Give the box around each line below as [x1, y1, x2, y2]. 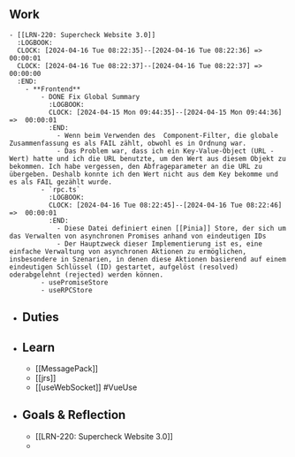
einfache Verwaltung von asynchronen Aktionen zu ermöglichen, [9, 247, 247, 255]
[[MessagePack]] [34, 363, 99, 374]
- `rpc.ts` [41, 185, 81, 194]
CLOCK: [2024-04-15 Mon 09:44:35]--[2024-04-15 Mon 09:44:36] [48, 108, 283, 117]
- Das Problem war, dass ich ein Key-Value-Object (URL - [56, 146, 275, 156]
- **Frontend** [25, 84, 81, 94]
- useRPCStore [41, 286, 93, 294]
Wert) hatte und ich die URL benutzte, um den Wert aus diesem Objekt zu [9, 154, 287, 163]
